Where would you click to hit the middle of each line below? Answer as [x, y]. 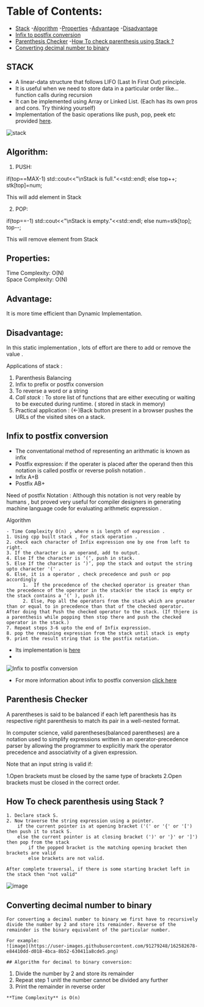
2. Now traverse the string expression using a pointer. [80, 821]
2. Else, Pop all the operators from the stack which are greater [109, 601]
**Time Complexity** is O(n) [43, 998]
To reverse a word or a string [52, 391]
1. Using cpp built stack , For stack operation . [72, 537]
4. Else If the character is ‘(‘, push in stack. [71, 558]
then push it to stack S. [39, 832]
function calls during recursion [54, 95]
